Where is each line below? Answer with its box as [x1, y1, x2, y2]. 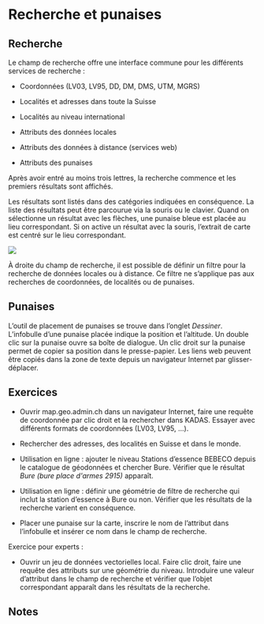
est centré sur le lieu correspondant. [8, 230, 126, 240]
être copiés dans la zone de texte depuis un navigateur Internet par [8, 354, 227, 364]
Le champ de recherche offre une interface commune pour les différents [8, 58, 244, 67]
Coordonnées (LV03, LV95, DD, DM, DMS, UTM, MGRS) [19, 81, 201, 91]
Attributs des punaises [19, 158, 93, 167]
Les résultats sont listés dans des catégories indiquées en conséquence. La [8, 197, 255, 206]
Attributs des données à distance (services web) [19, 143, 177, 151]
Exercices [8, 386, 58, 399]
